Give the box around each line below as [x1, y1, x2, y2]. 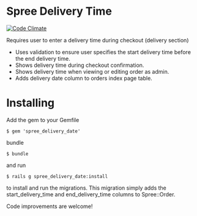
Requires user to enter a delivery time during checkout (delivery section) [6, 36, 189, 44]
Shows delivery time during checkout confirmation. [15, 61, 144, 69]
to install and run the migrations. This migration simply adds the [6, 184, 166, 191]
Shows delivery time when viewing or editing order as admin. [15, 67, 169, 75]
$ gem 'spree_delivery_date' [6, 128, 81, 134]
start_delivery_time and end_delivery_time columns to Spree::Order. [6, 190, 176, 198]
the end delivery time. [15, 55, 70, 62]
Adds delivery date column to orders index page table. [15, 74, 153, 82]
